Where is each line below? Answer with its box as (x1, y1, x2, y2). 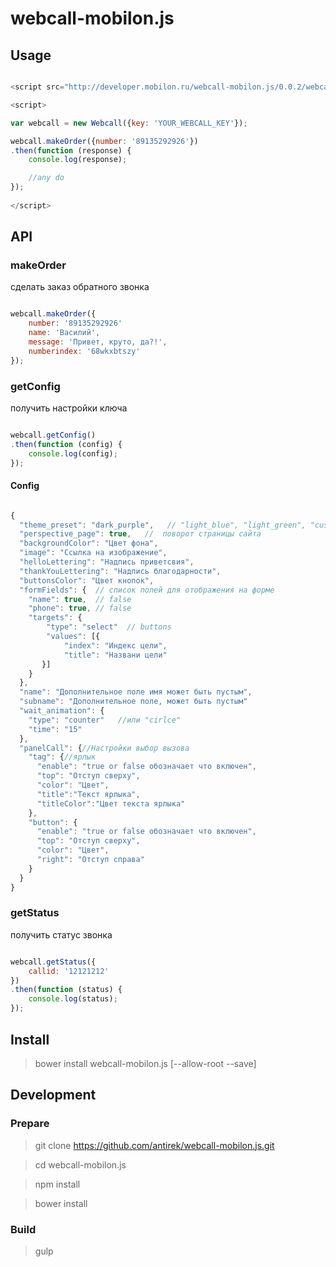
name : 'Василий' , (28, 328, 101, 338)
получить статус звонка (10, 928, 113, 941)
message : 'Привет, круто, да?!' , (28, 337, 168, 347)
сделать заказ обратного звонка (10, 281, 150, 293)
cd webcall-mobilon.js (34, 1158, 127, 1171)
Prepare (10, 1117, 50, 1131)
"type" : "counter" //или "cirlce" (28, 715, 182, 725)
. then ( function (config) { (10, 439, 123, 449)
